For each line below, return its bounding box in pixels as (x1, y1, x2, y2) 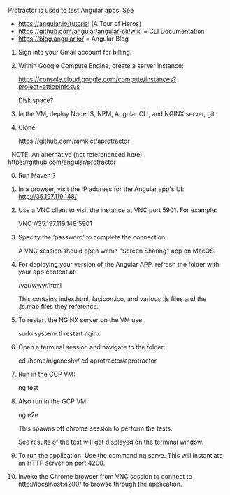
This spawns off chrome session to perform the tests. (17, 424, 173, 433)
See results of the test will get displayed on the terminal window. (17, 438, 204, 446)
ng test (17, 384, 39, 391)
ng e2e (17, 411, 39, 419)
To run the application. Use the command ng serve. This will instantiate (17, 452, 223, 459)
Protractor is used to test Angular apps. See (8, 6, 134, 14)
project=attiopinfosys (17, 83, 80, 90)
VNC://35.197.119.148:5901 (17, 220, 93, 228)
